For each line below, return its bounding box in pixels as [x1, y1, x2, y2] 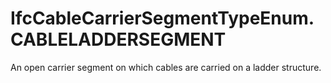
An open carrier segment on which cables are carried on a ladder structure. [10, 61, 322, 73]
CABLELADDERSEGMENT [10, 28, 227, 51]
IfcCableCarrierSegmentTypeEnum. [10, 7, 315, 30]
